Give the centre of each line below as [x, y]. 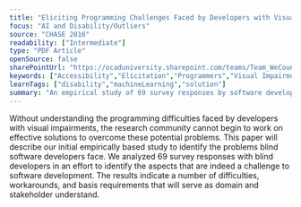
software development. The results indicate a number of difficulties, [134, 175]
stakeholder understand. [55, 194]
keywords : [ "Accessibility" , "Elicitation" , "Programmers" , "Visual [133, 76]
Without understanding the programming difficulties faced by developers [144, 118]
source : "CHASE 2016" [50, 34]
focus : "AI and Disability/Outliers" [80, 26]
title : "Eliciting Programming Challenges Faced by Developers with [140, 17]
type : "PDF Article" [48, 51]
